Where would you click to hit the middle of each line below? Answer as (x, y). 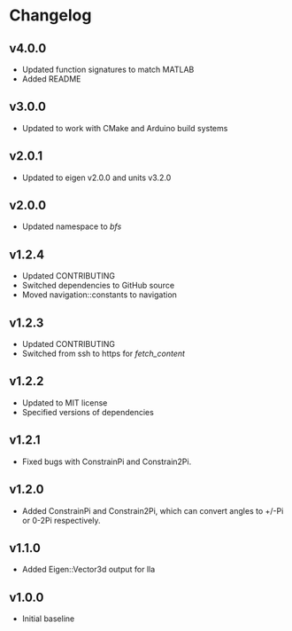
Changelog (50, 16)
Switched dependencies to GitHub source (98, 286)
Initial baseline (48, 619)
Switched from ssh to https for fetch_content (104, 354)
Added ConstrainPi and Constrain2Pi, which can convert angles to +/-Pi (153, 510)
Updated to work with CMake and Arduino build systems (125, 128)
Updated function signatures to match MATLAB (108, 69)
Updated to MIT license (65, 402)
